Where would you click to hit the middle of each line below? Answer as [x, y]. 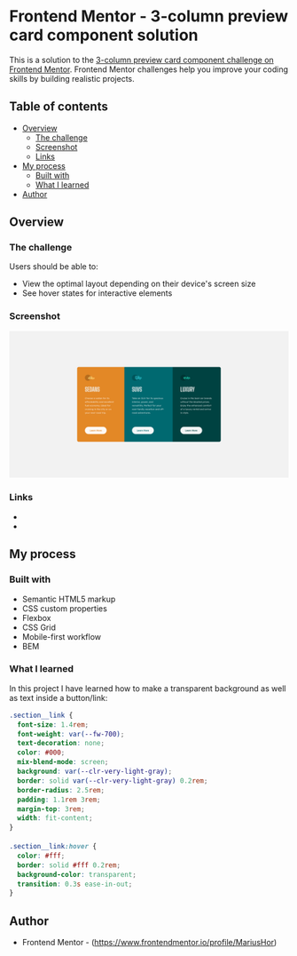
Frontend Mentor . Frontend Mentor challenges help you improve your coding [149, 69]
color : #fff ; [41, 856]
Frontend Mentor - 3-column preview [149, 16]
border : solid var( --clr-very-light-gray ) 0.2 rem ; [113, 781]
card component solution [104, 35]
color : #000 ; [41, 753]
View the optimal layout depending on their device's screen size [139, 284]
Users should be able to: [54, 267]
